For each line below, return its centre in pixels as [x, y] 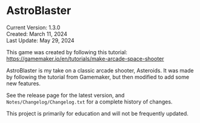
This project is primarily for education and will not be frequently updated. [98, 113]
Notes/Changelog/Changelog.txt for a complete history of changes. [89, 102]
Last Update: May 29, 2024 [40, 40]
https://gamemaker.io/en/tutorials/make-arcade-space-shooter [85, 58]
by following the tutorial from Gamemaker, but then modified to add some [98, 77]
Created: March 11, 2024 [37, 33]
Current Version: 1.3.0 [33, 27]
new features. [23, 83]
